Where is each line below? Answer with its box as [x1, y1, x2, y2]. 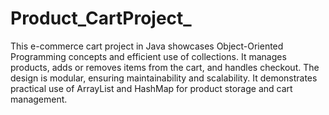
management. [10, 93, 68, 105]
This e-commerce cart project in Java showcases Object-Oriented [10, 40, 284, 52]
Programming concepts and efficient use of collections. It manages [10, 50, 287, 62]
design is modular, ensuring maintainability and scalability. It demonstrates [10, 72, 318, 84]
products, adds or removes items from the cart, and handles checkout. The [10, 61, 320, 73]
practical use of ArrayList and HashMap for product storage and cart [10, 82, 293, 94]
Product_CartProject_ [10, 7, 192, 30]
